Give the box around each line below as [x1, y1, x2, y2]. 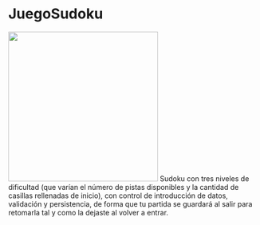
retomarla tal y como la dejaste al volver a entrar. [8, 207, 169, 217]
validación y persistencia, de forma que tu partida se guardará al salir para [8, 199, 253, 208]
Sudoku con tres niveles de [159, 173, 250, 184]
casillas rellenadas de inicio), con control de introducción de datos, [8, 191, 229, 200]
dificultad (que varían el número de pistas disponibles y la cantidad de [8, 182, 239, 191]
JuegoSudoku [8, 5, 104, 23]
